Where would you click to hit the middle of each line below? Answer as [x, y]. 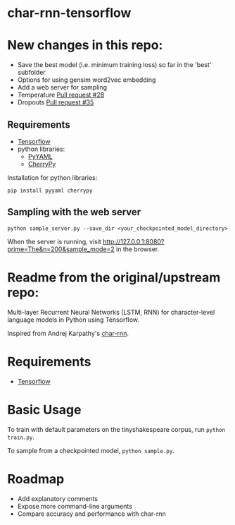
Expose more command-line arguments [75, 506]
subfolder [31, 73]
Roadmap [36, 479]
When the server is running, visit [55, 241]
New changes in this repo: [85, 46]
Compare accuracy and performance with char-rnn [92, 514]
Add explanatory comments [58, 498]
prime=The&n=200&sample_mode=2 [61, 249]
